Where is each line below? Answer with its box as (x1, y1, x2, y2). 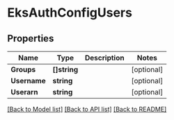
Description (84, 53, 125, 62)
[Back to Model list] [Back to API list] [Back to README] (7, 105, 167, 113)
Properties (7, 33, 54, 44)
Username (10, 76, 47, 85)
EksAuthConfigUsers (7, 5, 132, 21)
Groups (10, 65, 36, 74)
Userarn (10, 87, 38, 96)
